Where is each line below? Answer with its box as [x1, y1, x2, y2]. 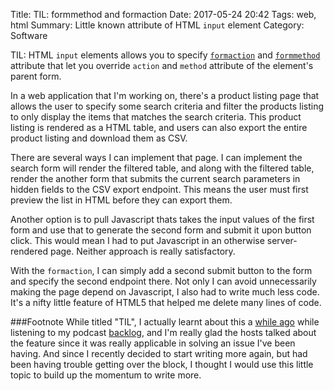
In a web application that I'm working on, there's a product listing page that [10, 90, 320, 101]
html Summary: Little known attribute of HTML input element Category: [10, 19, 305, 31]
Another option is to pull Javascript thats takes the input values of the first [10, 214, 315, 225]
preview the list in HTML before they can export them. [10, 194, 233, 206]
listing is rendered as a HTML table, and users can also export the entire [10, 122, 308, 133]
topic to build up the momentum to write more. [10, 369, 202, 381]
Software [10, 30, 48, 41]
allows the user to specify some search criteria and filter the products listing [10, 100, 324, 112]
